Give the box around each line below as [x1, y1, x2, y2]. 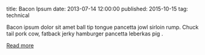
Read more [6, 42, 34, 49]
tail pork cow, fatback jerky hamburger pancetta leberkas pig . [6, 30, 163, 37]
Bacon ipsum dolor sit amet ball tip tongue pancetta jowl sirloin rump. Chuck [6, 24, 199, 31]
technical [6, 12, 29, 19]
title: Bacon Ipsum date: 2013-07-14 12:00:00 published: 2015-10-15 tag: [6, 5, 188, 12]
